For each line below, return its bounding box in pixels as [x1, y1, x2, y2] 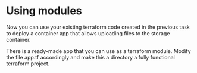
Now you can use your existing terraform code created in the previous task [6, 24, 190, 31]
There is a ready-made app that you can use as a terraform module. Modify [6, 47, 192, 54]
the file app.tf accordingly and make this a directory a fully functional [6, 54, 176, 61]
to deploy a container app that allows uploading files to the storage [6, 29, 170, 36]
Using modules [6, 4, 82, 18]
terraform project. [6, 60, 50, 67]
